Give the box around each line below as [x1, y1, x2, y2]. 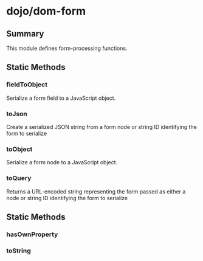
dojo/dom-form [6, 4, 86, 18]
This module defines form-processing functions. [6, 44, 128, 52]
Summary [6, 29, 44, 39]
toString [6, 246, 32, 255]
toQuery [6, 174, 32, 183]
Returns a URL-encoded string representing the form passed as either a [6, 187, 186, 195]
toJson [6, 110, 27, 118]
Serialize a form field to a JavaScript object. [6, 94, 116, 102]
